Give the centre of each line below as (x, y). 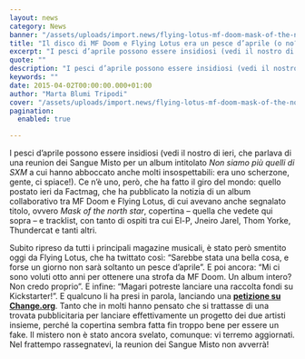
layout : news (34, 18)
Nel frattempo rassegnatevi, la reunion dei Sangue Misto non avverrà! (139, 344)
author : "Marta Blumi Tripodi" (69, 94)
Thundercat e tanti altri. (53, 230)
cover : (22, 102)
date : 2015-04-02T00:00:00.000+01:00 (81, 85)
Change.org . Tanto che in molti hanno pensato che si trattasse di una (139, 306)
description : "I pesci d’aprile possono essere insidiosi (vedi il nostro (154, 69)
